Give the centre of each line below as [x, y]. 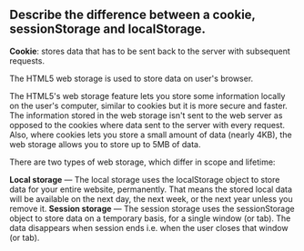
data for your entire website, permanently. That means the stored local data [151, 189]
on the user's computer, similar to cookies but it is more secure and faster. [149, 105]
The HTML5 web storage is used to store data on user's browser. [132, 78]
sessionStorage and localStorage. [108, 30]
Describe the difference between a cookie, [132, 15]
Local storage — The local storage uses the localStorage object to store [145, 179]
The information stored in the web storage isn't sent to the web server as [146, 115]
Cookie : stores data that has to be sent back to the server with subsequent [150, 51]
